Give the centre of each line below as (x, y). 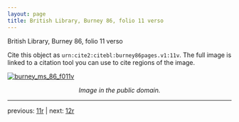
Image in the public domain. (119, 90)
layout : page (27, 14)
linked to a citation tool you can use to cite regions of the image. (101, 62)
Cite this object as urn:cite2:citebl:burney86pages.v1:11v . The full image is (119, 55)
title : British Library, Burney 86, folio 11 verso (85, 21)
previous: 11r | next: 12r (41, 111)
